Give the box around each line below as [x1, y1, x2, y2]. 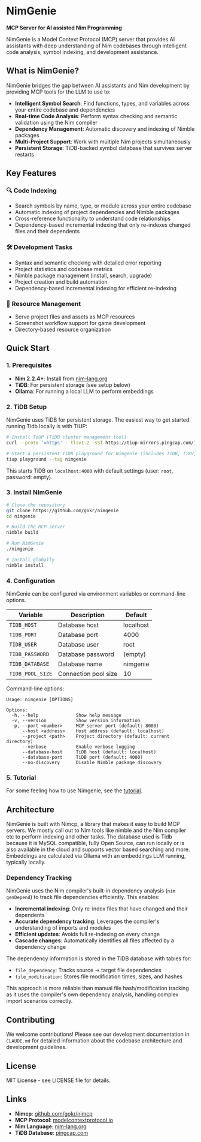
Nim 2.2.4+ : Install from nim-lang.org [14, 375, 108, 382]
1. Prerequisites [6, 361, 52, 369]
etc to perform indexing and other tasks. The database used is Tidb [6, 833, 172, 840]
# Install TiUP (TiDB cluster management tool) [6, 434, 127, 440]
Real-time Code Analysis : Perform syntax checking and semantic [14, 112, 178, 119]
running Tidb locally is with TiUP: [6, 423, 88, 430]
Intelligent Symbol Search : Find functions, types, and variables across [14, 100, 190, 107]
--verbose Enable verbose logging [22, 744, 135, 750]
